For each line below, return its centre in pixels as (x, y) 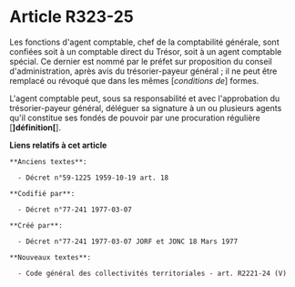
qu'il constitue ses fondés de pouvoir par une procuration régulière (135, 118)
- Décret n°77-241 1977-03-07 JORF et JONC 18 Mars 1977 (128, 241)
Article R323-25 (71, 17)
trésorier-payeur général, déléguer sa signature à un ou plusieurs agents (146, 108)
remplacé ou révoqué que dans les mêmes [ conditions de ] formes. (134, 80)
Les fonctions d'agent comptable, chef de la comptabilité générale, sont (144, 42)
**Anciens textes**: (49, 161)
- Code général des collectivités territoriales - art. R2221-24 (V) (152, 273)
